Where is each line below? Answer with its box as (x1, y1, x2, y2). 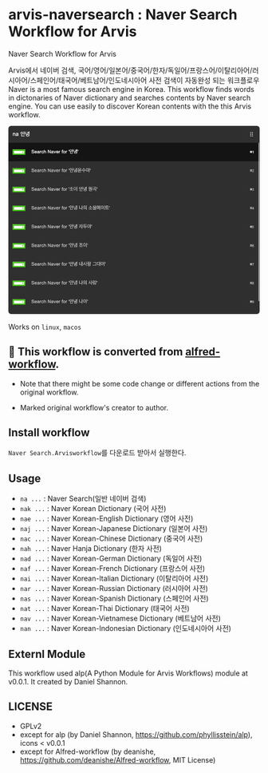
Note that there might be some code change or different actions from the (19, 379, 260, 388)
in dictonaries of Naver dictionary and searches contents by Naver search (8, 93, 251, 102)
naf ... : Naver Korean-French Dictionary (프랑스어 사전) (19, 564, 206, 573)
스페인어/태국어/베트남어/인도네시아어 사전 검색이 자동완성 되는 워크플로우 (30, 75, 260, 85)
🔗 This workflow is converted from (8, 345, 183, 359)
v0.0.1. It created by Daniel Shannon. (8, 677, 128, 687)
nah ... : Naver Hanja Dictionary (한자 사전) (19, 544, 162, 553)
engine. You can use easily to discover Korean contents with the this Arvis (8, 101, 252, 111)
